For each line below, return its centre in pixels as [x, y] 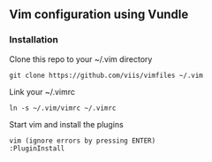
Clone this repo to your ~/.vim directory [81, 59]
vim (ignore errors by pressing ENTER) [83, 141]
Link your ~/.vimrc [42, 91]
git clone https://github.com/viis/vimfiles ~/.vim [106, 75]
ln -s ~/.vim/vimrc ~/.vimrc [63, 108]
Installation [34, 40]
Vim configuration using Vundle [99, 15]
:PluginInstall [37, 148]
